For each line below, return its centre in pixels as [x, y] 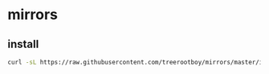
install [23, 44]
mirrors [33, 15]
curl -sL [22, 62]
